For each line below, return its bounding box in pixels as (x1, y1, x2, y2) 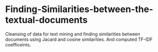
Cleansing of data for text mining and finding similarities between (5, 31, 140, 37)
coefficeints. (5, 41, 31, 47)
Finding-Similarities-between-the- (5, 4, 153, 15)
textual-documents (5, 14, 88, 26)
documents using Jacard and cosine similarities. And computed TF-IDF (5, 36, 153, 42)
